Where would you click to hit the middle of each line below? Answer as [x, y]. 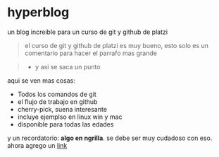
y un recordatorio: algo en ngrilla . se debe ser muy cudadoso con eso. [110, 138]
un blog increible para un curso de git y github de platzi [87, 32]
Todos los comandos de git [57, 94]
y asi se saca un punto [68, 66]
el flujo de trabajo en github [57, 101]
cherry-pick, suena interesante [62, 109]
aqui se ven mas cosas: [42, 80]
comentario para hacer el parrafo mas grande [90, 53]
